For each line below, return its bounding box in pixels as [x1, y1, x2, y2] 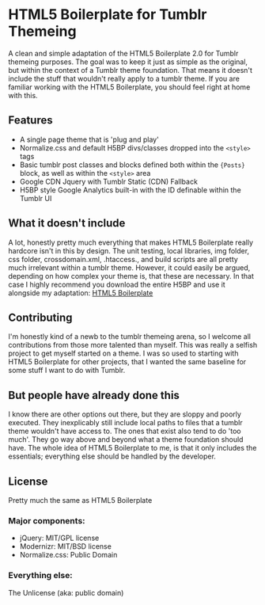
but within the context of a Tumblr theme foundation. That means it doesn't [8, 65, 253, 74]
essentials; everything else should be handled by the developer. [8, 451, 216, 461]
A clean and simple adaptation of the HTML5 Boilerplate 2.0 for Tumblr [8, 48, 239, 58]
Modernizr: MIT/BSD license [19, 542, 112, 551]
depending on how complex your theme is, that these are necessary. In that [8, 271, 255, 280]
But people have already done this [8, 388, 180, 401]
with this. [8, 90, 38, 100]
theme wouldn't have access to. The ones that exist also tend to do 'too [8, 426, 241, 436]
